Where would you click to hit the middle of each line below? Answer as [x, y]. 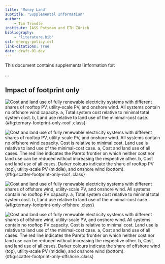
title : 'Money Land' [26, 10]
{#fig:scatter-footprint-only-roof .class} [45, 174]
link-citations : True [27, 46]
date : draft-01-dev [25, 51]
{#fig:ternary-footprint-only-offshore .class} [50, 205]
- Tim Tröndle [28, 23]
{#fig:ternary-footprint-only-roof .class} [45, 123]
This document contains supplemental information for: [60, 65]
